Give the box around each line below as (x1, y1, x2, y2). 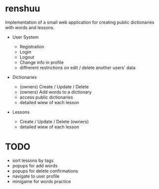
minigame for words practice (12, 178, 71, 184)
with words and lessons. (5, 24, 55, 30)
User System (12, 34, 39, 40)
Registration (19, 43, 44, 49)
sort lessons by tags (12, 157, 54, 163)
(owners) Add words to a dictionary (19, 89, 92, 95)
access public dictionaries (19, 94, 73, 100)
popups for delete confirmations (12, 168, 78, 174)
